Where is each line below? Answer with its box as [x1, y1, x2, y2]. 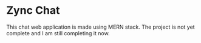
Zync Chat [6, 4, 60, 17]
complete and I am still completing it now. [6, 29, 111, 36]
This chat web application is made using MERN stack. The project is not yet [6, 23, 196, 30]
